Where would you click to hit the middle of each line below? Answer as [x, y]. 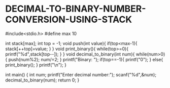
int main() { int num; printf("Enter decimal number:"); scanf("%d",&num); [81, 74]
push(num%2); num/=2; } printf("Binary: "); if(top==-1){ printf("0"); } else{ [86, 59]
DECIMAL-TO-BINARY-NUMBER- [76, 9]
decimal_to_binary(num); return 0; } [42, 80]
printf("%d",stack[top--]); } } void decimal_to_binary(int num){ [70, 54]
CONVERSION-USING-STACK [69, 19]
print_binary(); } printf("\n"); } [36, 65]
